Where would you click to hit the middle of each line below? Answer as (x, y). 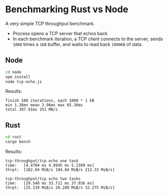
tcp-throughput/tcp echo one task (42, 161)
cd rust (13, 137)
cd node (13, 72)
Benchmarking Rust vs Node (67, 9)
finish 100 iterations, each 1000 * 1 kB (50, 101)
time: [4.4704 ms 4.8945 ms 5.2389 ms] (50, 165)
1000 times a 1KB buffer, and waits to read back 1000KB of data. (78, 44)
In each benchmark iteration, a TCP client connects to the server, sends (88, 39)
